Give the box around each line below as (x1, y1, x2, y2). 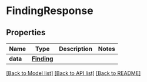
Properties (6, 28, 46, 37)
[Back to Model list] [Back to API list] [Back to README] (6, 70, 141, 77)
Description (58, 45, 93, 53)
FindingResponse (6, 4, 93, 18)
